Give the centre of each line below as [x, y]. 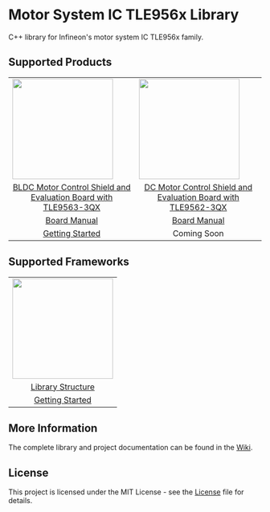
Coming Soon [198, 233]
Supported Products [60, 62]
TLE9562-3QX [198, 207]
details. [20, 501]
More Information [53, 428]
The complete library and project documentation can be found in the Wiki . [131, 448]
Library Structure [63, 387]
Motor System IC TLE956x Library [124, 15]
